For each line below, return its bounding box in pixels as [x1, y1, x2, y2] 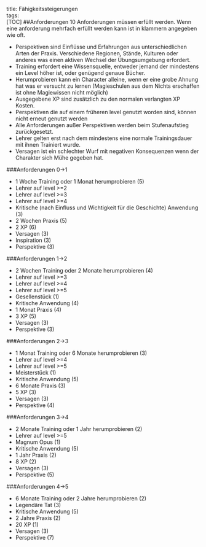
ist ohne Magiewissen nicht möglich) [15, 89, 109, 96]
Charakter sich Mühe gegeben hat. [15, 154, 104, 161]
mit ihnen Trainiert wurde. [15, 141, 81, 148]
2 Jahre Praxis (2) [15, 514, 61, 521]
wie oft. [6, 31, 26, 39]
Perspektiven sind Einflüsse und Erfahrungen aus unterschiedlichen [15, 43, 188, 50]
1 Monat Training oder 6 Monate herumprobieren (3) [15, 349, 148, 357]
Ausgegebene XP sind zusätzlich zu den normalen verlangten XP [15, 95, 180, 103]
